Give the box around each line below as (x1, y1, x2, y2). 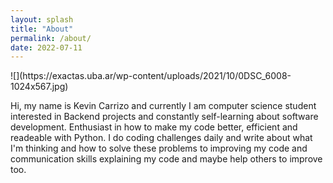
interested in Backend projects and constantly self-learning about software (10, 111, 319, 123)
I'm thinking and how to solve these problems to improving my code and (10, 142, 308, 155)
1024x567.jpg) (10, 81, 69, 93)
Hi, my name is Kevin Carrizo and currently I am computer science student (10, 100, 317, 112)
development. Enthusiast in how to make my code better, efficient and (10, 121, 298, 133)
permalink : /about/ (10, 33, 92, 43)
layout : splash (10, 14, 74, 25)
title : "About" (10, 24, 74, 34)
